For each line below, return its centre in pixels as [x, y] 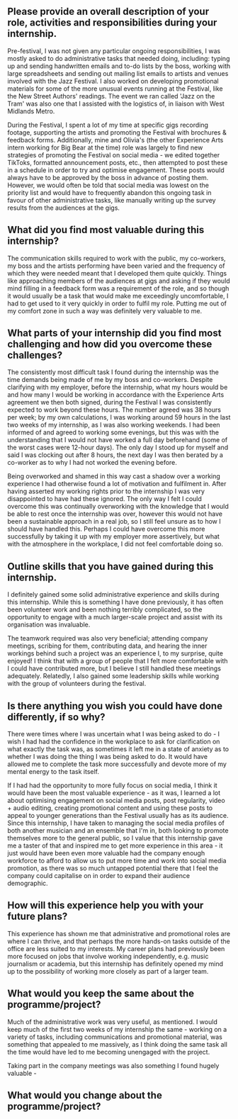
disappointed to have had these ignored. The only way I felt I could [104, 499]
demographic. [28, 883]
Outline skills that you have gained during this [110, 566]
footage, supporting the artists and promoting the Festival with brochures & [117, 132]
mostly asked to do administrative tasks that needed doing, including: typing [119, 58]
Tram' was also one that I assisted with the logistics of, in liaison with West [116, 103]
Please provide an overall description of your [108, 12]
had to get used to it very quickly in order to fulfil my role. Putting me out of [117, 303]
